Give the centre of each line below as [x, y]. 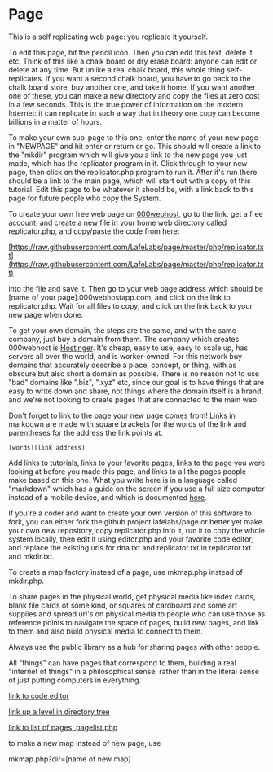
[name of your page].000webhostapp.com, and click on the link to [119, 297]
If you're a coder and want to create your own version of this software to [130, 513]
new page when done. [46, 314]
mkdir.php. [26, 581]
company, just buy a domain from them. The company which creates [124, 339]
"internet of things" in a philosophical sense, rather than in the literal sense [134, 671]
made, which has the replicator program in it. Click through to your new [128, 163]
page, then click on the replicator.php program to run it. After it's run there [133, 172]
